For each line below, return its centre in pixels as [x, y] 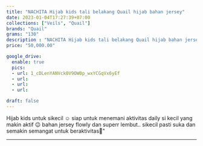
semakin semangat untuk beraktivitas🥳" [56, 131]
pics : [19, 68]
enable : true [28, 62]
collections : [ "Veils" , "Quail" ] [48, 23]
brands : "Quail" [27, 29]
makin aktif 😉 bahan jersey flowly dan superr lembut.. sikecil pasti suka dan [101, 124]
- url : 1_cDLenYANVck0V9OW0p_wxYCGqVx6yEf [66, 73]
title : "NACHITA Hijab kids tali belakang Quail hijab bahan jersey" [96, 12]
